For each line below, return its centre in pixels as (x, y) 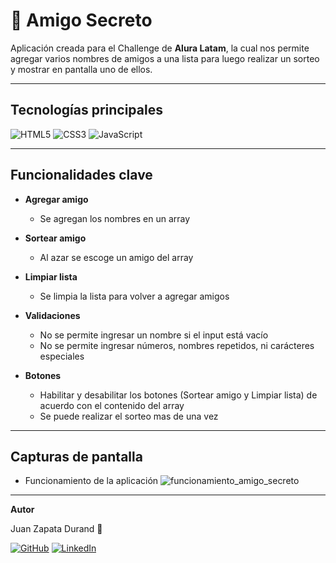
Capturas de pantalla (76, 456)
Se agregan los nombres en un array (115, 218)
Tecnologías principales (86, 110)
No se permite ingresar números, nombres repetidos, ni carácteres (177, 345)
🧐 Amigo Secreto (81, 20)
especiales (62, 356)
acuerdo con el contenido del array (112, 405)
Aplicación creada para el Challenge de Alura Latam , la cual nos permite (160, 48)
